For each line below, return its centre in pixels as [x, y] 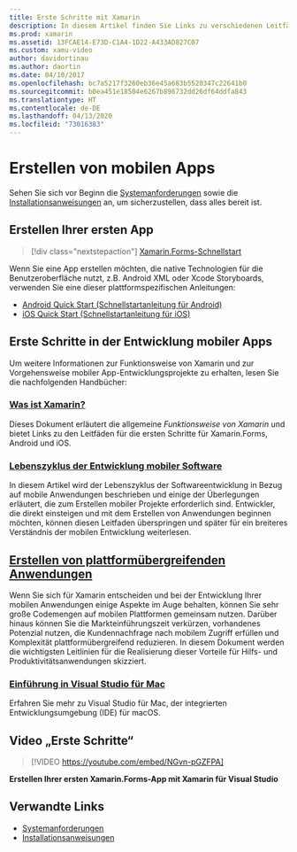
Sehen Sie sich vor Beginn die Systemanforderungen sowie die [124, 192]
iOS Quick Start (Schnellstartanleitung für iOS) [106, 314]
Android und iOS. [41, 443]
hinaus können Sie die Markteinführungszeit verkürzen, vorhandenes [135, 623]
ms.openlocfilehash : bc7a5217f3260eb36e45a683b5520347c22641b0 [128, 83]
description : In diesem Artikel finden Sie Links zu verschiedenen [136, 26]
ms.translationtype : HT [53, 100]
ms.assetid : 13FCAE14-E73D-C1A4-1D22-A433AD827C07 [104, 42]
